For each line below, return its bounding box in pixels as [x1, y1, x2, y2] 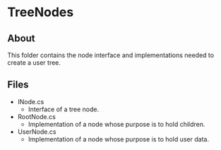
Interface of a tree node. [28, 105, 100, 113]
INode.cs [17, 97, 44, 106]
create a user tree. [7, 58, 61, 67]
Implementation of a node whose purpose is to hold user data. [28, 135, 210, 143]
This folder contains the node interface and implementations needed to [7, 51, 214, 59]
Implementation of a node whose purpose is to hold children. [28, 120, 205, 128]
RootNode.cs [17, 112, 56, 120]
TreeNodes [7, 4, 74, 20]
